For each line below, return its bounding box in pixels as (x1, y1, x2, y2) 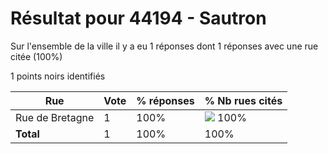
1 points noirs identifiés (10, 70, 106, 82)
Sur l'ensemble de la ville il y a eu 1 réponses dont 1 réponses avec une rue (10, 40, 319, 52)
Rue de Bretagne (15, 110, 95, 124)
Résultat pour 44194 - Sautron (10, 7, 267, 30)
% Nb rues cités (204, 93, 283, 107)
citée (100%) (10, 50, 63, 62)
